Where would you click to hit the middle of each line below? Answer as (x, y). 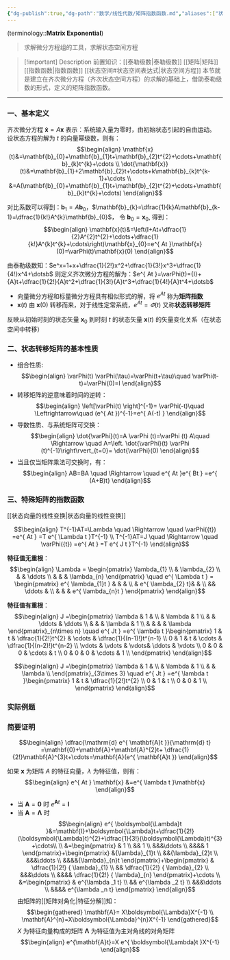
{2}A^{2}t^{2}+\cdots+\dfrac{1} (115, 237)
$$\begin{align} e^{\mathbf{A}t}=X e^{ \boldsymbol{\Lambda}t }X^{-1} (120, 942)
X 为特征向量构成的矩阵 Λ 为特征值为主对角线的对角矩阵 (96, 931)
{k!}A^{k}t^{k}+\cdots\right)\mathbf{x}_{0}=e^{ (94, 243)
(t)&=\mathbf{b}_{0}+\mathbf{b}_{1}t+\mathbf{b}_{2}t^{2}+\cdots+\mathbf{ (115, 156)
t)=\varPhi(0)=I (100, 383)
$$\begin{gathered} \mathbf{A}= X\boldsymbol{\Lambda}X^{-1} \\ (120, 912)
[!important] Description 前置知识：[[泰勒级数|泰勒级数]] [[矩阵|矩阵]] (121, 62)
